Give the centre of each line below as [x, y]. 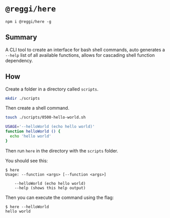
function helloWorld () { [33, 132]
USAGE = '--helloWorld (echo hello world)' [50, 127]
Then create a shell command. [37, 108]
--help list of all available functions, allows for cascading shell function [80, 55]
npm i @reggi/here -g [28, 21]
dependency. [19, 60]
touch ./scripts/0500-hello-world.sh [46, 117]
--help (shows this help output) [50, 188]
